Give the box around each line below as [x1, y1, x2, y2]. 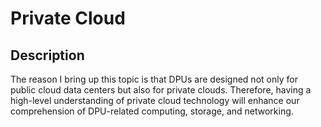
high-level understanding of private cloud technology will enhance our [10, 95, 300, 106]
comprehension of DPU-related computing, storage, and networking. [10, 105, 294, 117]
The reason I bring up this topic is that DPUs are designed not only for [10, 73, 298, 85]
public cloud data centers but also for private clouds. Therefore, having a [10, 84, 312, 96]
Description [10, 47, 85, 64]
